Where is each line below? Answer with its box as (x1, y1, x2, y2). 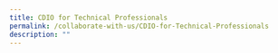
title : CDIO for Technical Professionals (9, 13, 168, 22)
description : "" (9, 30, 71, 39)
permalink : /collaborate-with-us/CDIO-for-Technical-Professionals (9, 22, 270, 31)
